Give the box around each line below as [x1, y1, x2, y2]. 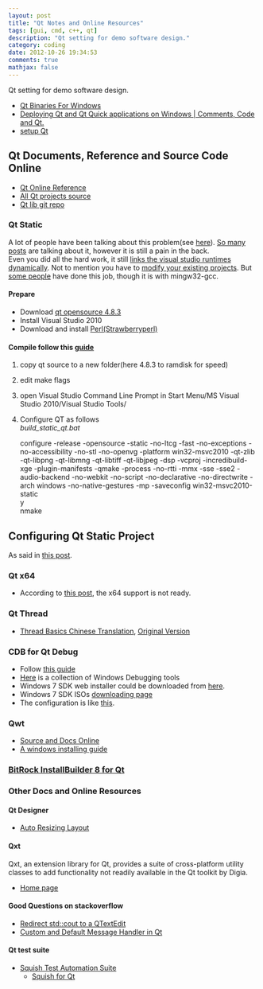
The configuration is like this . [19, 698, 115, 707]
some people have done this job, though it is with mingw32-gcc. [8, 271, 219, 281]
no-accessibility [19, 447, 73, 457]
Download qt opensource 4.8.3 [19, 307, 122, 317]
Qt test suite [8, 945, 50, 955]
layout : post [8, 11, 52, 20]
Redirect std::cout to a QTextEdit [19, 918, 126, 928]
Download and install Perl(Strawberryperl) [19, 324, 158, 334]
